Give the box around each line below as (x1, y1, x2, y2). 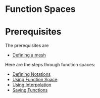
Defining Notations (12, 71, 51, 77)
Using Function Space (12, 77, 58, 83)
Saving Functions (12, 87, 48, 93)
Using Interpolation (12, 82, 51, 88)
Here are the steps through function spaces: (5, 62, 96, 68)
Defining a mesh (12, 52, 46, 58)
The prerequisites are (5, 43, 49, 49)
